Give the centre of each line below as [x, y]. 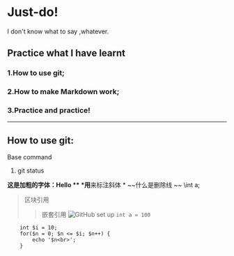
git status [31, 170]
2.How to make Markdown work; [63, 92]
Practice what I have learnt [66, 53]
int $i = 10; [39, 228]
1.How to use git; [36, 73]
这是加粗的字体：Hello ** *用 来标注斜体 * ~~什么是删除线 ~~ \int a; [104, 185]
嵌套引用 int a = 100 [96, 215]
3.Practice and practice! [49, 111]
